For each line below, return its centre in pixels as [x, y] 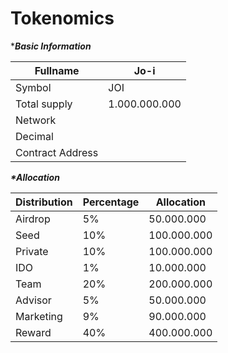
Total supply [44, 104]
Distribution [44, 202]
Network [36, 120]
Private [32, 251]
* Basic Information [51, 46]
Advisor [33, 300]
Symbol [33, 87]
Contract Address [57, 152]
